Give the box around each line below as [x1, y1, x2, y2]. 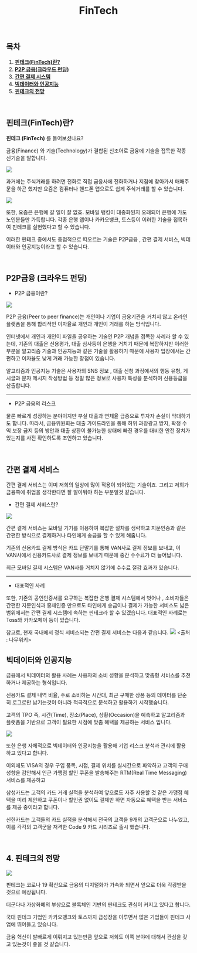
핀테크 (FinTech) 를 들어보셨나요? [6, 134, 84, 141]
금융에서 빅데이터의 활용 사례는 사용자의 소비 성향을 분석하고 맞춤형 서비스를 [6, 672, 180, 679]
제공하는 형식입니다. [21, 679, 67, 686]
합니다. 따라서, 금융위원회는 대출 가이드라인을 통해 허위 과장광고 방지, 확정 [12, 420, 181, 427]
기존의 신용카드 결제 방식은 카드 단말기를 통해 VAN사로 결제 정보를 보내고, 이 [6, 544, 181, 552]
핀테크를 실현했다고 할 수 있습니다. [12, 223, 91, 230]
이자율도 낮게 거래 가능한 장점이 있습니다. [21, 355, 116, 362]
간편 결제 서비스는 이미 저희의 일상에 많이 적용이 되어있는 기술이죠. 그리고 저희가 [6, 481, 189, 488]
